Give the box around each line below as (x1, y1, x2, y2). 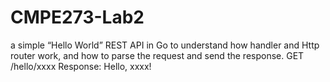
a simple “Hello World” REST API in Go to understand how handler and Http (10, 39, 320, 51)
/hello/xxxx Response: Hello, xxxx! (10, 60, 152, 72)
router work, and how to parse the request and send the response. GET (10, 49, 305, 61)
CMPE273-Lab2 (10, 6, 145, 29)
